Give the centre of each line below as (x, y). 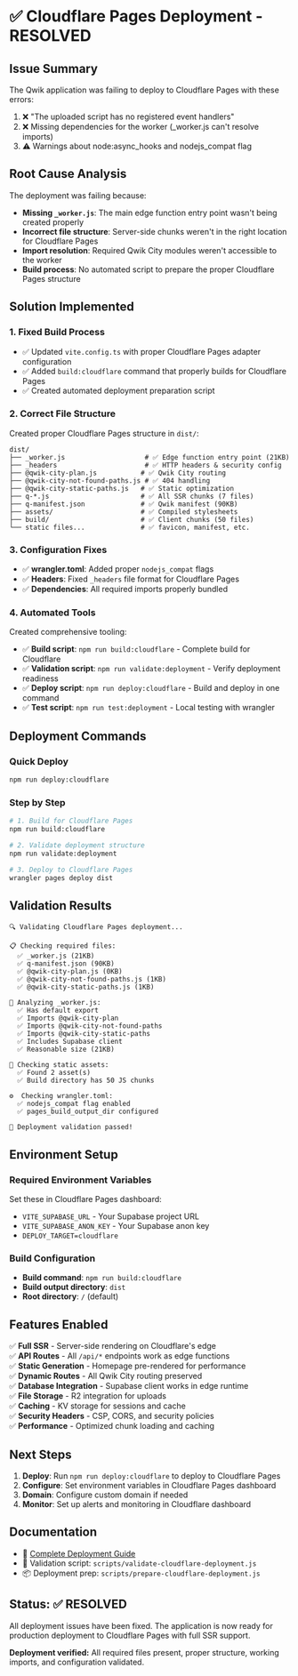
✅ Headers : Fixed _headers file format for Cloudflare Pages (131, 579)
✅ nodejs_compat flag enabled (74, 1104)
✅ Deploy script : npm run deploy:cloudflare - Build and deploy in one (151, 688)
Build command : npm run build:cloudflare (102, 1278)
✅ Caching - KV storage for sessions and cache (98, 1406)
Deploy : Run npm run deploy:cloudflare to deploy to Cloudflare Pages (151, 1476)
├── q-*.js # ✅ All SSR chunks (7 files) (132, 496)
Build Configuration (52, 1258)
